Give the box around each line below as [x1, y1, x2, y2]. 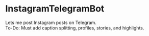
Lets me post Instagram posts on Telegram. [5, 19, 97, 25]
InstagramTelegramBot [5, 3, 105, 14]
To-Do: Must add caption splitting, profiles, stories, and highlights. [5, 24, 144, 30]
